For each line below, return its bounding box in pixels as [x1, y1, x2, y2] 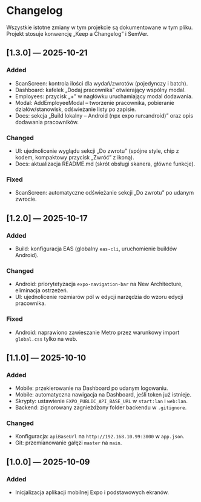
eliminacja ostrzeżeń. [15, 287, 68, 294]
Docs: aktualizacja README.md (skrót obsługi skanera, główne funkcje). [15, 160, 196, 167]
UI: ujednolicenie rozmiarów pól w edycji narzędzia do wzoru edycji [15, 293, 183, 301]
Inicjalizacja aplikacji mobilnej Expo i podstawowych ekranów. [15, 489, 170, 496]
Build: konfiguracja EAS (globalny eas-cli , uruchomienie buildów [15, 245, 177, 252]
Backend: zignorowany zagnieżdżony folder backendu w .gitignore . [15, 404, 187, 411]
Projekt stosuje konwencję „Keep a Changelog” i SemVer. [6, 30, 149, 37]
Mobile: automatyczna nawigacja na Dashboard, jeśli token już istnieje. [15, 391, 192, 398]
